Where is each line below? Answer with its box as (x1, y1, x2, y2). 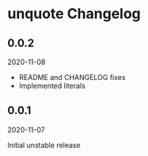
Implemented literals (18, 81, 86, 90)
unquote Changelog (7, 5, 142, 23)
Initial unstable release (7, 140, 81, 150)
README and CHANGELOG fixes (18, 73, 126, 82)
